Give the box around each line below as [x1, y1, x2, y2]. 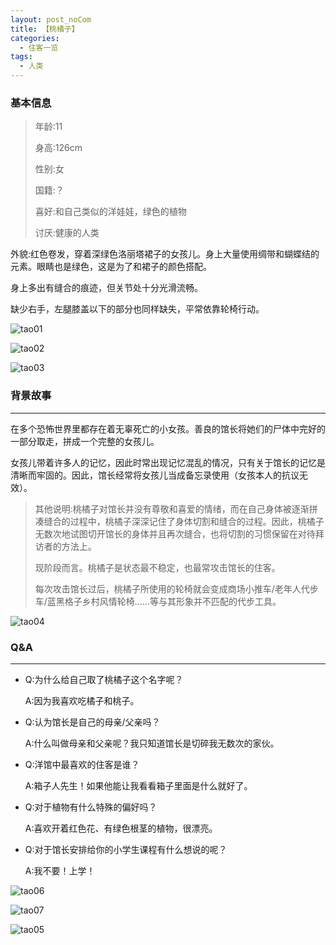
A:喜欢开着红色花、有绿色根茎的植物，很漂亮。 [24, 822, 218, 834]
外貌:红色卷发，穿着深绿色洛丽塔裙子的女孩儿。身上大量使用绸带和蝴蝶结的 [10, 248, 320, 260]
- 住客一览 [19, 42, 59, 53]
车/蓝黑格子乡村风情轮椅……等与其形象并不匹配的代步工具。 [34, 595, 282, 607]
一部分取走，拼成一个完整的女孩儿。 [10, 435, 160, 447]
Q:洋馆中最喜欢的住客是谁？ [24, 758, 140, 770]
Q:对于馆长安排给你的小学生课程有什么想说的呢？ [24, 843, 228, 855]
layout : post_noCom [10, 14, 92, 25]
